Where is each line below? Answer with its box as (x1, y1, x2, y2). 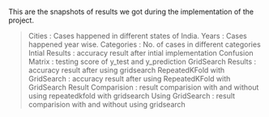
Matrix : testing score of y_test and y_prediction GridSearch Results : (28, 56, 257, 66)
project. (8, 15, 35, 25)
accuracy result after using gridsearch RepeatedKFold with (28, 65, 225, 75)
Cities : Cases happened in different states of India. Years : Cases (28, 31, 247, 40)
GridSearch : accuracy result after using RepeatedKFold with (28, 74, 231, 83)
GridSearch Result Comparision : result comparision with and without (28, 82, 259, 92)
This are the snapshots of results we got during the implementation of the (8, 7, 254, 16)
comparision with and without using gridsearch (28, 100, 186, 109)
